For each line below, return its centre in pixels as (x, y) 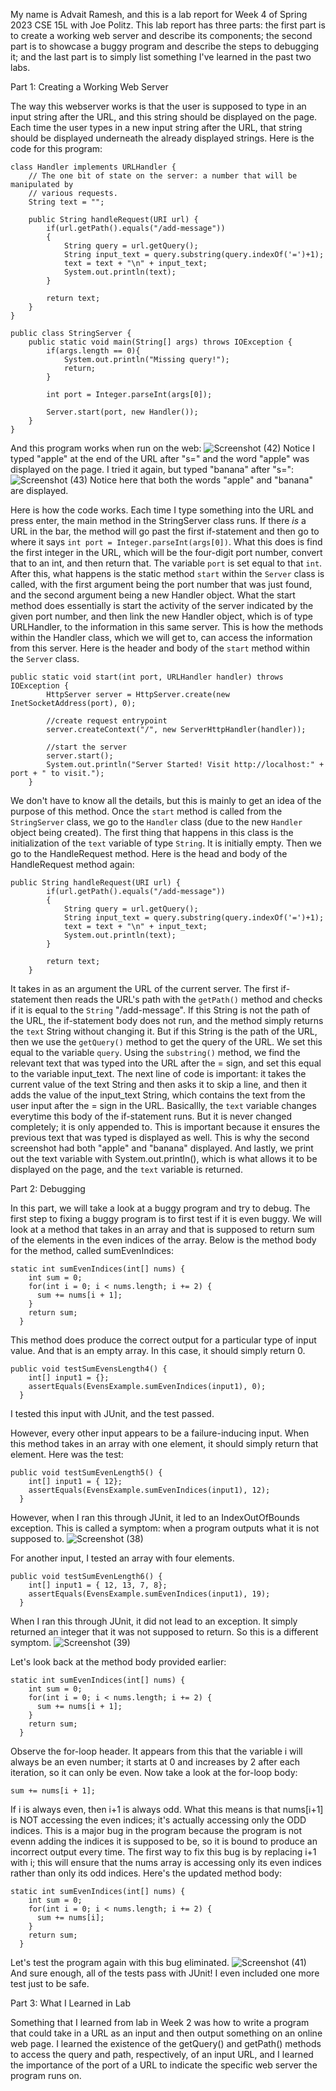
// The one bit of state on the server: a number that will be (163, 176)
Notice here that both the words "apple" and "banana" (201, 480)
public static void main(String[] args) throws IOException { (160, 342)
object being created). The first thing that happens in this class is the (152, 832)
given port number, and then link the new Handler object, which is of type (161, 616)
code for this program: (56, 148)
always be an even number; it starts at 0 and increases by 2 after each (155, 1762)
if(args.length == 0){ (93, 351)
